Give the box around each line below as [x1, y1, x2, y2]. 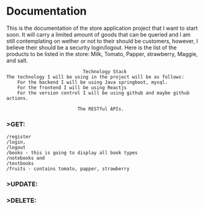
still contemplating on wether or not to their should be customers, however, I [6, 37, 199, 44]
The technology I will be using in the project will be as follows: [6, 74, 184, 80]
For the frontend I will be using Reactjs [17, 84, 127, 91]
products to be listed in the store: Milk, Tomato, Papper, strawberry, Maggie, [6, 50, 198, 57]
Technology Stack [82, 68, 127, 74]
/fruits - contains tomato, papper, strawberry [6, 166, 130, 172]
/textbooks [6, 160, 34, 167]
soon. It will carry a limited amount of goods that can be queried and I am [6, 30, 191, 38]
